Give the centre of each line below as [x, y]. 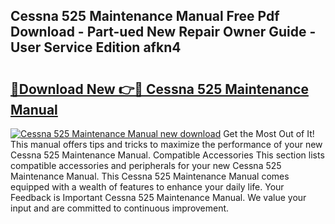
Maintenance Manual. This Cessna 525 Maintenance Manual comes [150, 176]
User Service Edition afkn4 [96, 47]
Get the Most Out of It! [269, 133]
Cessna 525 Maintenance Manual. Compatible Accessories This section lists [167, 155]
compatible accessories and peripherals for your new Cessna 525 [146, 165]
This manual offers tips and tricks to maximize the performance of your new [166, 144]
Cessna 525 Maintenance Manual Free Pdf [145, 16]
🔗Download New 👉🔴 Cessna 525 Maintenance [159, 89]
